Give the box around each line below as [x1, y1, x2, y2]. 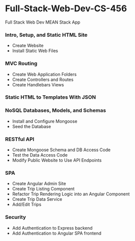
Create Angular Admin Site [12, 181, 66, 187]
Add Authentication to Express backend [12, 225, 93, 231]
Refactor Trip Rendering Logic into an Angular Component [12, 191, 130, 197]
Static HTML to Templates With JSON [5, 94, 96, 101]
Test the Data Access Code [12, 152, 68, 158]
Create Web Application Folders [12, 71, 77, 77]
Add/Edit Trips [12, 202, 42, 208]
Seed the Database [12, 123, 52, 129]
